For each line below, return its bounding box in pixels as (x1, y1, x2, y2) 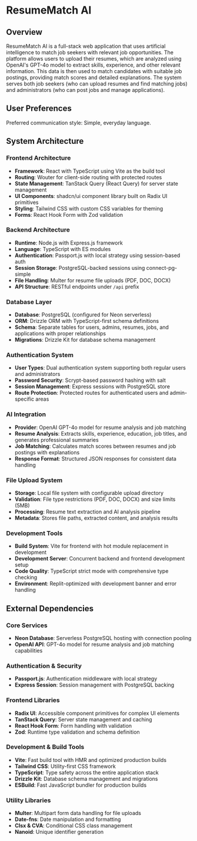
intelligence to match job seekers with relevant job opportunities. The (6, 49, 174, 56)
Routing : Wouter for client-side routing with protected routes (14, 173, 162, 180)
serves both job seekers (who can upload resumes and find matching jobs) (6, 80, 188, 87)
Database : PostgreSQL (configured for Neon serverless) (14, 311, 152, 318)
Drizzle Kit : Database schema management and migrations (14, 775, 158, 782)
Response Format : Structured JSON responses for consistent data (14, 455, 176, 462)
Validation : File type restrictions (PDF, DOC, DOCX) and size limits (14, 496, 176, 503)
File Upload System (6, 476, 63, 484)
